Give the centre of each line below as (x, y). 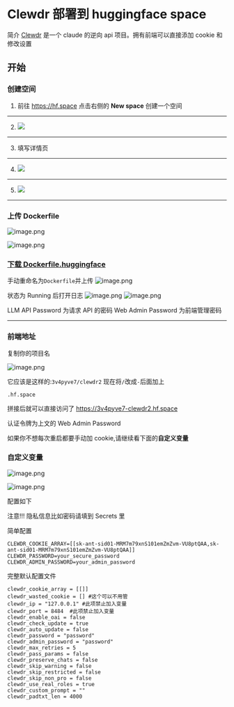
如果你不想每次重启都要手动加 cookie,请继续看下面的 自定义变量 (98, 438)
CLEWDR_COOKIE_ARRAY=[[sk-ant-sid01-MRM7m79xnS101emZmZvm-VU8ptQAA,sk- (113, 543)
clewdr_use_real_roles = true (51, 684)
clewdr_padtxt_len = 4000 (45, 697)
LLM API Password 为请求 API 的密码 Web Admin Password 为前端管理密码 (115, 310)
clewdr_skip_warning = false (49, 666)
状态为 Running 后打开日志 (45, 296)
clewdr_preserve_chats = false (53, 660)
